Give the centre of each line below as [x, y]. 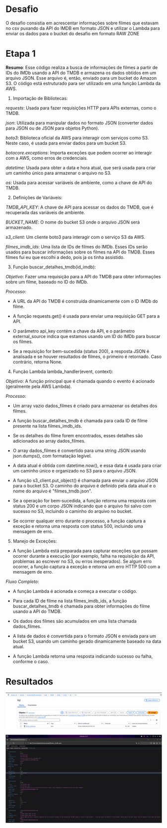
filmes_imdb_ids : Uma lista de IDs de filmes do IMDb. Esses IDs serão [77, 246]
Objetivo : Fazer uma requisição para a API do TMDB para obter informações [83, 276]
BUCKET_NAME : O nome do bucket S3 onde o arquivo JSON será [73, 222]
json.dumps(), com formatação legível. [52, 456]
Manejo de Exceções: [35, 541]
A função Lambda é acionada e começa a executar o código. [75, 591]
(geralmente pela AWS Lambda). [39, 386]
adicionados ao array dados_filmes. [49, 441]
